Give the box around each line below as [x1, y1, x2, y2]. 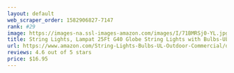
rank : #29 [7, 23, 36, 30]
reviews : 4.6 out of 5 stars [7, 49, 92, 56]
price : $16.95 [7, 56, 49, 63]
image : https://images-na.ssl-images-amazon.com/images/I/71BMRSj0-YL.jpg [7, 29, 229, 37]
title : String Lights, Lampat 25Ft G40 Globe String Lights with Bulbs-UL [7, 36, 229, 43]
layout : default [7, 10, 54, 17]
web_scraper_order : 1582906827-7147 [7, 17, 114, 24]
